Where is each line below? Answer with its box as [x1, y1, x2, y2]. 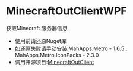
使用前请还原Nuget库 [14, 37, 66, 44]
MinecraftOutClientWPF [6, 4, 127, 18]
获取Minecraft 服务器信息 [6, 24, 68, 32]
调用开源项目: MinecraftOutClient [14, 58, 94, 66]
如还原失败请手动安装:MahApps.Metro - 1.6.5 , [14, 45, 128, 52]
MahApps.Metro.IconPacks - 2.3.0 [14, 51, 99, 58]
